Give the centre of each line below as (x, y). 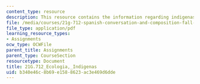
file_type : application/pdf (41, 28)
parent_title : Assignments (40, 50)
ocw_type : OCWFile (29, 45)
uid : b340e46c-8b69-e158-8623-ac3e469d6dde (61, 72)
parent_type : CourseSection (41, 56)
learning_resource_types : (38, 34)
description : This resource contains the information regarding (87, 17)
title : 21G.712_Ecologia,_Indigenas (51, 67)
